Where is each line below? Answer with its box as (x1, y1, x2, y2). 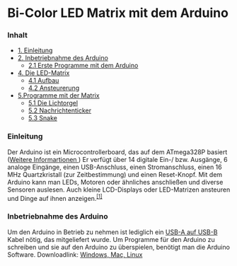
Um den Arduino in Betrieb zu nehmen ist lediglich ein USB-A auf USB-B (7, 228, 218, 236)
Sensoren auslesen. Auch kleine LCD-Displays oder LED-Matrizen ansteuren (7, 185, 231, 194)
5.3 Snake (28, 114, 58, 122)
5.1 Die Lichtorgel (28, 99, 79, 108)
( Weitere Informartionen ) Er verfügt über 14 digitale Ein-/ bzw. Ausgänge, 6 (7, 155, 228, 163)
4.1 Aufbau (28, 76, 59, 85)
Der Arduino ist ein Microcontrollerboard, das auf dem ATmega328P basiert (7, 147, 228, 156)
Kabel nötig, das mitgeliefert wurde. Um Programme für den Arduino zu (7, 235, 215, 243)
